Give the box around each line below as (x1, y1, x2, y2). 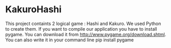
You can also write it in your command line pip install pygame (5, 37, 134, 43)
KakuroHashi (5, 4, 62, 15)
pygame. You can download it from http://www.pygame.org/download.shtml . (5, 31, 166, 37)
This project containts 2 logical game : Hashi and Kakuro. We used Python (5, 20, 161, 27)
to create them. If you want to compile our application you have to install (5, 26, 157, 32)
